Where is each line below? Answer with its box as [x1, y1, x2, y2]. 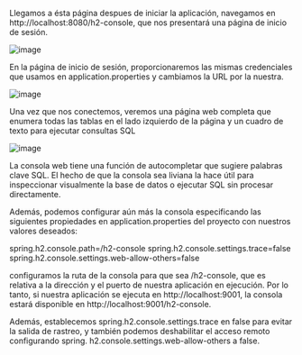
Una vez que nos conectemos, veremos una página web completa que [9, 106, 272, 116]
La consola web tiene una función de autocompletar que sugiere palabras [9, 160, 283, 170]
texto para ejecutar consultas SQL [9, 125, 136, 136]
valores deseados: [9, 225, 78, 236]
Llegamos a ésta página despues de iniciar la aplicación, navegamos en [9, 8, 276, 18]
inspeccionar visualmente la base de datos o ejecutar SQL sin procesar [9, 179, 274, 190]
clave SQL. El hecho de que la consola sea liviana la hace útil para [9, 170, 254, 180]
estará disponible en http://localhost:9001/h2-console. [9, 299, 212, 309]
